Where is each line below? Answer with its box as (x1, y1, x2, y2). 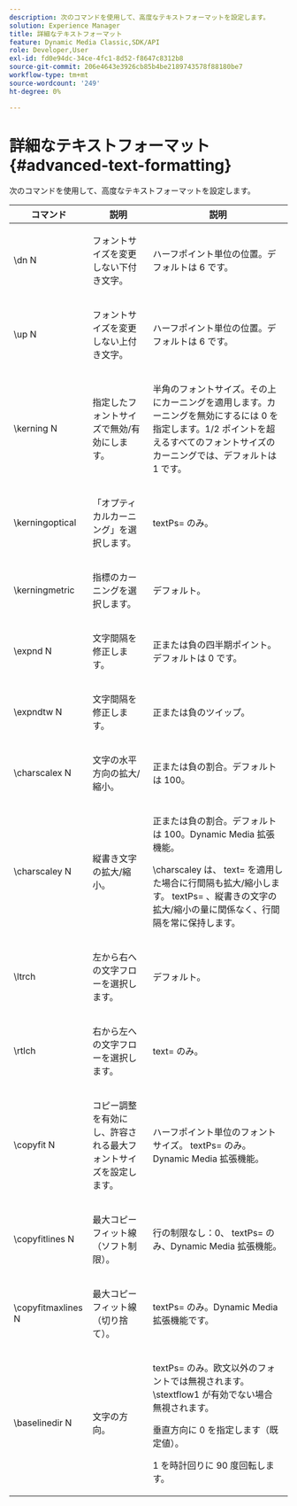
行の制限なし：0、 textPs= (152, 1227, 263, 1239)
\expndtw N (13, 706, 63, 718)
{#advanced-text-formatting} (9, 155, 232, 175)
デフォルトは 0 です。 (152, 652, 243, 664)
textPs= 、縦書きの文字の (171, 890, 278, 903)
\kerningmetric (13, 584, 75, 596)
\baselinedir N (13, 1417, 72, 1429)
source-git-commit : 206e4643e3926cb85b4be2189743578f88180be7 (9, 63, 243, 72)
